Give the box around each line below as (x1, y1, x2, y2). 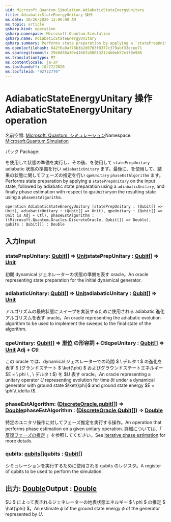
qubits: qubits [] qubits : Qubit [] (5, 450, 82, 457)
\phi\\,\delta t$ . (5, 388, 37, 394)
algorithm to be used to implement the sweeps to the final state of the (5, 320, 152, 327)
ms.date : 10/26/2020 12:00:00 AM (5, 17, 76, 22)
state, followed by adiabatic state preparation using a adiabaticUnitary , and (5, 183, 165, 189)
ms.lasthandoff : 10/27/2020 (5, 64, 65, 69)
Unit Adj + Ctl (5, 346, 39, 353)
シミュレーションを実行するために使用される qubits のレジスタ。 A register (5, 462, 161, 468)
